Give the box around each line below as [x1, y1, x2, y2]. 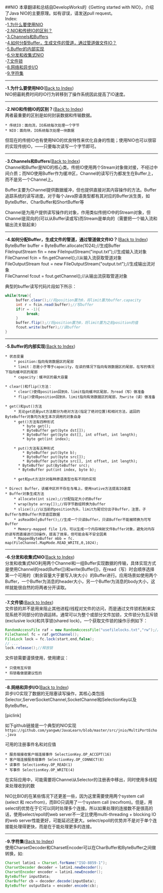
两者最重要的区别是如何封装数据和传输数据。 [5, 113, 95, 118]
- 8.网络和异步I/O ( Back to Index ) [5, 684, 69, 690]
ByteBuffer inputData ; [5, 874, 51, 879]
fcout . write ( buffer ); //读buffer [16, 325, 81, 330]
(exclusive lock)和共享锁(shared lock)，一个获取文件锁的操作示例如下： [5, 618, 148, 624]
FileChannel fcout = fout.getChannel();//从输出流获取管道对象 [5, 273, 128, 279]
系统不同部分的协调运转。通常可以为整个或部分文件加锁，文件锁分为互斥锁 [9, 611, 158, 617]
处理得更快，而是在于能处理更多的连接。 [13, 824, 95, 830]
